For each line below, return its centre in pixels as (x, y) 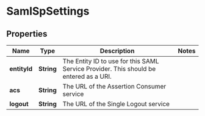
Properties (27, 34)
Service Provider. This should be (109, 69)
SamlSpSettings (48, 11)
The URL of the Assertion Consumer (114, 86)
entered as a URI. (87, 76)
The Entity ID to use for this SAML (111, 61)
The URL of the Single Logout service (116, 104)
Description (117, 51)
